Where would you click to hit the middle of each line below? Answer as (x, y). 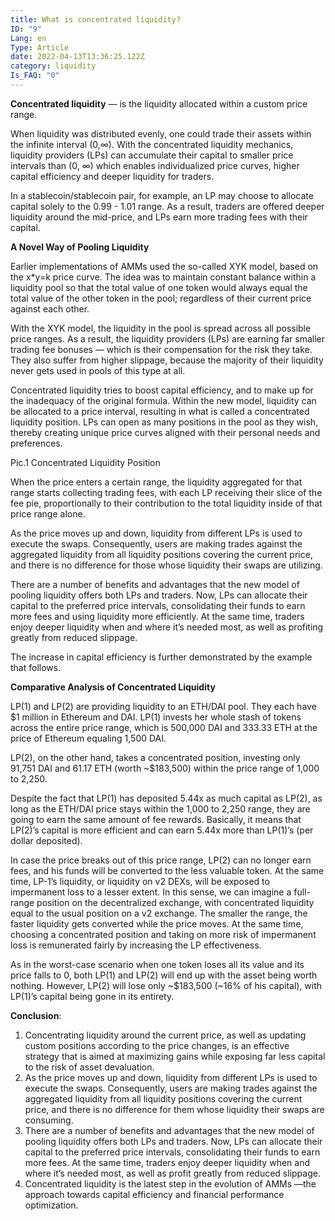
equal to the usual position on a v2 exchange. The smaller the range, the (159, 913)
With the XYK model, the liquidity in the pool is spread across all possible (161, 328)
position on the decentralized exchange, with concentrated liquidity (175, 902)
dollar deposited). (46, 840)
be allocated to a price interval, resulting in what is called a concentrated (160, 411)
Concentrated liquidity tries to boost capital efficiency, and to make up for (162, 390)
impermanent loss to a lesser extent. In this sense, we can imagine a (151, 892)
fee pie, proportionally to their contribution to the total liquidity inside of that (166, 503)
